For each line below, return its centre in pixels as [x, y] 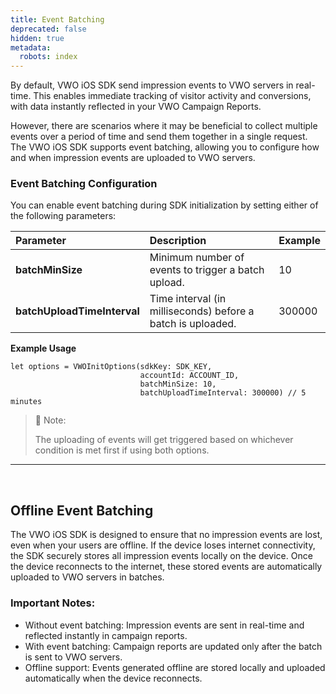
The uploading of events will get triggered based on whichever [164, 440]
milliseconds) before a [202, 311]
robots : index [48, 57]
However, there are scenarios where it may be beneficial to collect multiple [164, 126]
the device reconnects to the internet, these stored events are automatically [166, 567]
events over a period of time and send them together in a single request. [159, 137]
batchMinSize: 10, [178, 384]
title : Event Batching [57, 19]
